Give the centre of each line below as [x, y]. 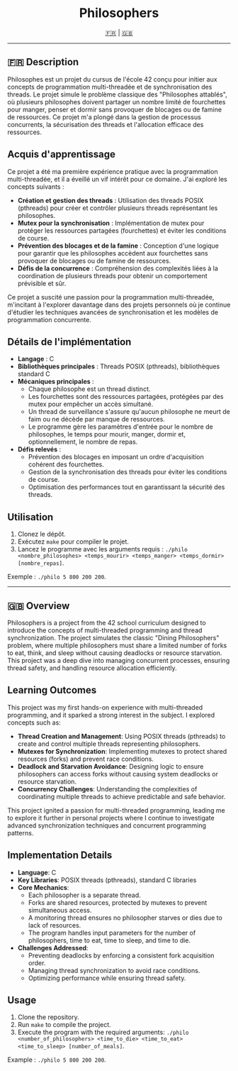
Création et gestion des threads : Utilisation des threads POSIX [110, 200]
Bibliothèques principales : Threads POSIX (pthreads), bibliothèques [119, 366]
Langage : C [36, 359]
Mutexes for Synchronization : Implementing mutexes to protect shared [122, 751]
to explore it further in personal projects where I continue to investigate [111, 818]
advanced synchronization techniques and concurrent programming [107, 825]
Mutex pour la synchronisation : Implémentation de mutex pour [111, 223]
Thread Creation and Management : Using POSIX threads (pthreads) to [121, 736]
